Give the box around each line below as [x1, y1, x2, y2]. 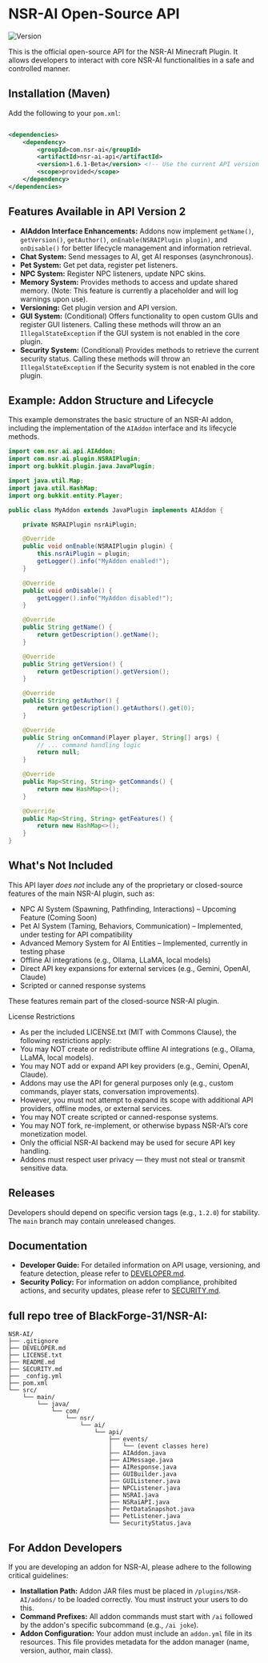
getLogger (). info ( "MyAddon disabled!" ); [37, 594, 174, 602]
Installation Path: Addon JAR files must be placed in [19, 1586, 194, 1596]
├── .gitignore [8, 1337, 59, 1345]
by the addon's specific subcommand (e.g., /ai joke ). [19, 1621, 199, 1630]
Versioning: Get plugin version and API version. [19, 302, 178, 312]
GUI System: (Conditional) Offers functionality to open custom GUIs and [19, 311, 258, 321]
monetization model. [19, 1129, 88, 1138]
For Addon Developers [8, 1541, 122, 1554]
